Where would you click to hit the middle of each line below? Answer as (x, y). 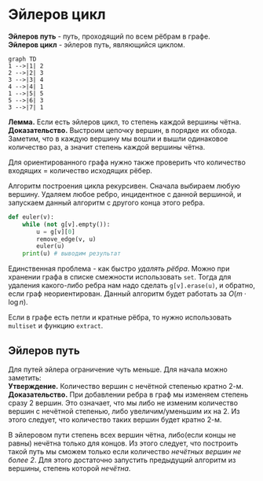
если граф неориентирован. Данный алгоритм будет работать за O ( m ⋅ (128, 294)
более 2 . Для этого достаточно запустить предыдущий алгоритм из (122, 460)
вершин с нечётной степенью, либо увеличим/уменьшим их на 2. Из (124, 411)
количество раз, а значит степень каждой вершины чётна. (107, 146)
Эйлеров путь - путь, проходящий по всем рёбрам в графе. (109, 36)
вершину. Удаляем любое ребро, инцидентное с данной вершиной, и (125, 194)
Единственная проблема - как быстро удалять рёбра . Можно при (119, 268)
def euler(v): (31, 217)
